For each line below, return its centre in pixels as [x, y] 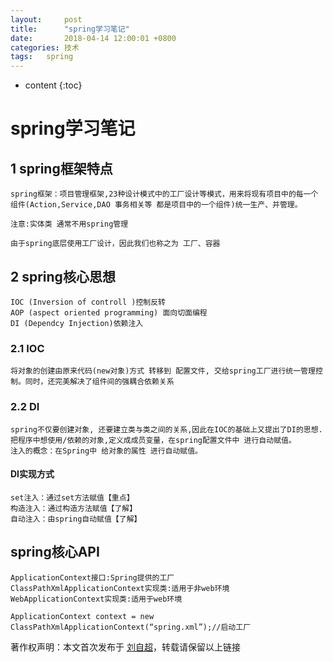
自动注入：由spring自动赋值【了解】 [76, 519]
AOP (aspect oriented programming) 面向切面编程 [109, 312]
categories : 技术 [45, 47]
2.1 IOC [27, 348]
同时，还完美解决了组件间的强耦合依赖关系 [99, 382]
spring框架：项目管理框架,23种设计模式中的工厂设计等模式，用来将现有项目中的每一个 [164, 194]
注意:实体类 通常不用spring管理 [69, 224]
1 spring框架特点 [61, 168]
